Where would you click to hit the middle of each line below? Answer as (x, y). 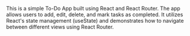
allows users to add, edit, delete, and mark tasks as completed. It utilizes (95, 15)
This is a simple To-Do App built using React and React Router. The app (93, 8)
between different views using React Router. (60, 27)
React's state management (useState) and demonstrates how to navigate (95, 21)
